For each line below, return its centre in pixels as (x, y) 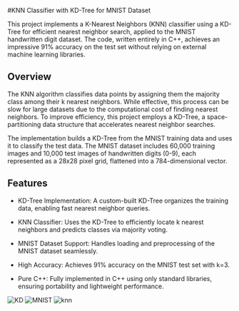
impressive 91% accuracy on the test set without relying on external (107, 47)
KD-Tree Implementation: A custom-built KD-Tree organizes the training (123, 200)
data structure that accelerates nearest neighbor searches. (129, 124)
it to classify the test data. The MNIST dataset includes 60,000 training (111, 146)
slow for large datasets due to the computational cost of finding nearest (113, 109)
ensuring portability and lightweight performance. (91, 286)
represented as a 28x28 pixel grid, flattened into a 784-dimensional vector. (117, 160)
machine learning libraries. (46, 54)
